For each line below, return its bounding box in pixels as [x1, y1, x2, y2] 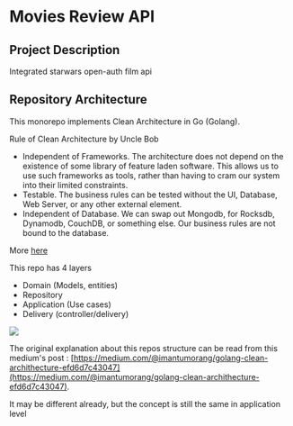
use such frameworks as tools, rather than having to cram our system [22, 169, 280, 181]
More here [9, 245, 48, 256]
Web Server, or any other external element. [22, 198, 182, 209]
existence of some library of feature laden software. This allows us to [22, 160, 279, 171]
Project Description [9, 42, 120, 58]
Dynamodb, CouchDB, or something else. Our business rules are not [22, 218, 276, 229]
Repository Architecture [9, 92, 147, 107]
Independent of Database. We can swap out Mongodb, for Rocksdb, [22, 208, 276, 219]
